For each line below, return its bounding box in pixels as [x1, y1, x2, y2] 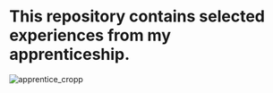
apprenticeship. [9, 45, 131, 64]
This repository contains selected [9, 6, 266, 27]
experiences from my [9, 25, 172, 46]
